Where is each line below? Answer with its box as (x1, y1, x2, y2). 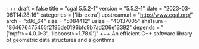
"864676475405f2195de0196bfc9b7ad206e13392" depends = (6, 24, 160, 31)
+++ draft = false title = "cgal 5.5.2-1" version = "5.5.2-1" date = (6, 5, 163, 12)
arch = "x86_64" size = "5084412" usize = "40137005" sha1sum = (6, 18, 168, 24)
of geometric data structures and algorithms (6, 37, 115, 43)
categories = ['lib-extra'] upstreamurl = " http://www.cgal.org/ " (40, 11, 194, 18)
